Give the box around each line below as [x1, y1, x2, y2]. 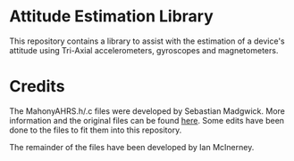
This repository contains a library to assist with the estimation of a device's [9, 36, 285, 46]
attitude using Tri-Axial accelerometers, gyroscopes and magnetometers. [9, 44, 279, 55]
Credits [9, 76, 65, 97]
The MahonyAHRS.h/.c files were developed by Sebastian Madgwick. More [9, 105, 286, 117]
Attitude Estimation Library [9, 6, 214, 27]
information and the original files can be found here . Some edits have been [9, 115, 284, 125]
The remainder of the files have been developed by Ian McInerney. [9, 141, 255, 152]
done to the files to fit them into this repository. [9, 125, 182, 135]
